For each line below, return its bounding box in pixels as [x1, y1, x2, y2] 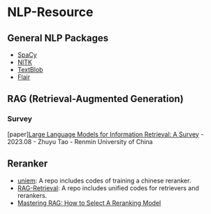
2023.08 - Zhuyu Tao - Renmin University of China [7, 137, 153, 145]
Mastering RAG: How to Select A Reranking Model [17, 199, 161, 207]
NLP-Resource [7, 4, 94, 20]
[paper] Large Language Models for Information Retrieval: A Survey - [7, 130, 204, 138]
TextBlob [17, 66, 43, 73]
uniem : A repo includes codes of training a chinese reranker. [17, 176, 191, 185]
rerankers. [17, 191, 48, 199]
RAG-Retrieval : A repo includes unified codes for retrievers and [17, 183, 199, 192]
